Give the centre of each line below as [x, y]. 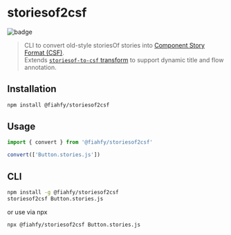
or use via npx [27, 211]
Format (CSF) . [44, 53]
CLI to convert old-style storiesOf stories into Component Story [114, 45]
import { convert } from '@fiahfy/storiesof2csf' [80, 142]
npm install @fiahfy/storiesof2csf [58, 105]
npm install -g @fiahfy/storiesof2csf [63, 192]
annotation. [40, 67]
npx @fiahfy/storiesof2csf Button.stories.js [74, 225]
